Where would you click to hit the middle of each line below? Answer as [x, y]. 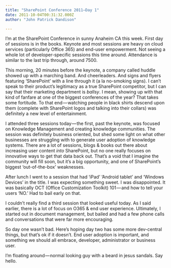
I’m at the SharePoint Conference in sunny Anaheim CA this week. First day [84, 38]
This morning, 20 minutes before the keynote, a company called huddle [80, 70]
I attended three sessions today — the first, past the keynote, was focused [83, 124]
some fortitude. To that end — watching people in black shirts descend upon [85, 103]
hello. [11, 261]
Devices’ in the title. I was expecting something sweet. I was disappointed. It [86, 183]
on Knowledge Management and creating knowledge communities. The [80, 129]
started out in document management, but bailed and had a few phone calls [85, 214]
